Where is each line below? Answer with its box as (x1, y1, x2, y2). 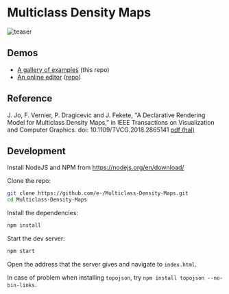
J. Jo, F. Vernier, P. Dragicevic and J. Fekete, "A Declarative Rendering (7, 111, 206, 119)
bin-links (7, 282, 36, 289)
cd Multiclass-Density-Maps (7, 197, 88, 204)
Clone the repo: (7, 177, 51, 185)
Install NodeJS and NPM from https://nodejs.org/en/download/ (7, 163, 184, 172)
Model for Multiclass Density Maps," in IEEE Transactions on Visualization (7, 118, 215, 126)
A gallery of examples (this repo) (16, 65, 110, 73)
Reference (7, 93, 53, 104)
